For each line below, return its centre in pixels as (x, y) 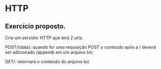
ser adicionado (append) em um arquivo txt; (49, 52)
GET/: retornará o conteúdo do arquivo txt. (48, 62)
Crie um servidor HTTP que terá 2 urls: (44, 38)
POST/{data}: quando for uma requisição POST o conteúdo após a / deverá (80, 47)
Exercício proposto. (35, 26)
